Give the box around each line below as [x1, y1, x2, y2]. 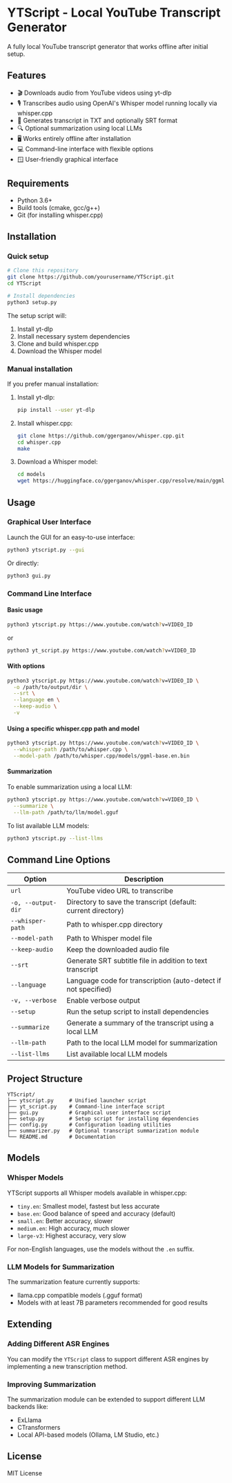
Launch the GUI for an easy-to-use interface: [7, 533, 135, 541]
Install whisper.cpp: [17, 419, 73, 427]
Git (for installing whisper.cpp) [17, 211, 104, 219]
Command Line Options [7, 853, 110, 865]
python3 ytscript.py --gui [7, 546, 85, 554]
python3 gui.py [7, 572, 51, 579]
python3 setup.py [7, 299, 57, 305]
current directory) [66, 906, 124, 916]
